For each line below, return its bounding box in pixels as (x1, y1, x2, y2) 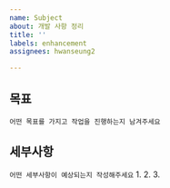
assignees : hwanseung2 (9, 47, 95, 56)
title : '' (9, 30, 47, 39)
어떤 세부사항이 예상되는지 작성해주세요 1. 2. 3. (9, 169, 161, 180)
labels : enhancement (9, 38, 88, 48)
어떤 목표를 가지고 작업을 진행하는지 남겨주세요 (9, 117, 161, 126)
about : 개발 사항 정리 (9, 22, 85, 31)
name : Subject (9, 13, 64, 23)
